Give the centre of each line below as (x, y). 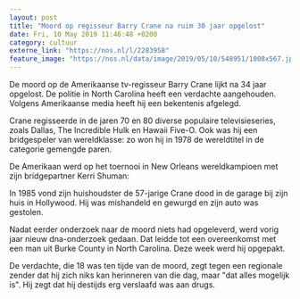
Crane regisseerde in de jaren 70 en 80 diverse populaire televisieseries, (143, 120)
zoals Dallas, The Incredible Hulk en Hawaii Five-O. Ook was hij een (133, 130)
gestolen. (26, 212)
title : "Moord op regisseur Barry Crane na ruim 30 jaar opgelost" (137, 26)
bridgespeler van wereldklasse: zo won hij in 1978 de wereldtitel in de (137, 140)
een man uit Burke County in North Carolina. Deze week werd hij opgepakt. (147, 248)
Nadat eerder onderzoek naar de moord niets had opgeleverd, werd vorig (144, 229)
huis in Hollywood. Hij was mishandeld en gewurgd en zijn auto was (134, 203)
